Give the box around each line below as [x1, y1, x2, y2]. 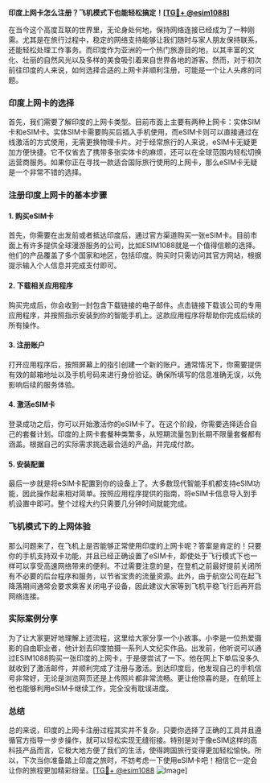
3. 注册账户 [8, 340, 46, 350]
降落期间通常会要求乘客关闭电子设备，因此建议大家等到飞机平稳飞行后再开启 [8, 581, 262, 590]
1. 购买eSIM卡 [8, 211, 55, 221]
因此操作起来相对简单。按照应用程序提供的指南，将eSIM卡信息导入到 [22, 489, 251, 499]
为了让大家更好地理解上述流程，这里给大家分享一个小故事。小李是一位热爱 [8, 632, 255, 643]
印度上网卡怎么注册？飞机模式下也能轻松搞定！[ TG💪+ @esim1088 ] [8, 8, 231, 17]
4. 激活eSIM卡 [8, 400, 56, 409]
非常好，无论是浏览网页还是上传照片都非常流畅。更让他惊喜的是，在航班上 [14, 673, 262, 683]
